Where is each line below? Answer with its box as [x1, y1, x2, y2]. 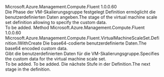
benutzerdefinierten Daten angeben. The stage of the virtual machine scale [5, 14, 158, 20]
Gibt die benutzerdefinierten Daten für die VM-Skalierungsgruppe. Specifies [5, 51, 160, 56]
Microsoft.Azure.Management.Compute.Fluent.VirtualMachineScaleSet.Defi [5, 35, 160, 41]
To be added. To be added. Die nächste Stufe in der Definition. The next [5, 61, 151, 67]
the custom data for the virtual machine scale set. [5, 56, 107, 62]
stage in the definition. [5, 66, 51, 72]
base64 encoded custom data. [5, 46, 68, 51]
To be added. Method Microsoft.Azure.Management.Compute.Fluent [5, 25, 145, 30]
